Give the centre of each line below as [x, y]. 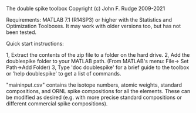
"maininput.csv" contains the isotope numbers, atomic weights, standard [94, 85]
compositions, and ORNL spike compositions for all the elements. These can [98, 91]
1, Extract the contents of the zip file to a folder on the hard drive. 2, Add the [98, 55]
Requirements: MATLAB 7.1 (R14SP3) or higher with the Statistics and [89, 20]
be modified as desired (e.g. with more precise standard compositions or [94, 97]
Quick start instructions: [35, 44]
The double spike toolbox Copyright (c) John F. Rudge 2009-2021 [86, 8]
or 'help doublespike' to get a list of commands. [64, 73]
